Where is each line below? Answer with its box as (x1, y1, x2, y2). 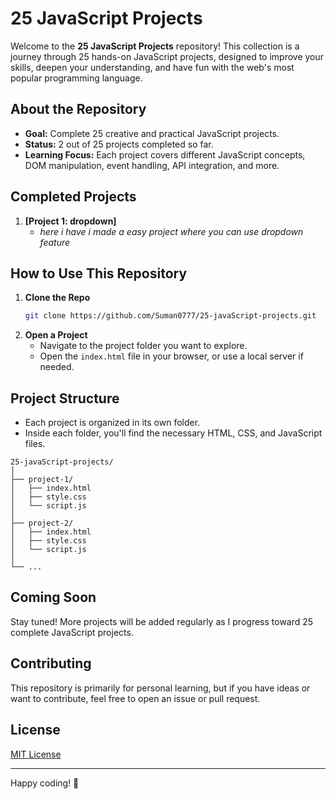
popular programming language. (10, 72, 143, 84)
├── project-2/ (10, 518, 74, 529)
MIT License (10, 748, 62, 760)
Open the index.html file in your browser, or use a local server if (39, 350, 304, 362)
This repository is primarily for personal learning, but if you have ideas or (10, 682, 311, 694)
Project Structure (10, 390, 120, 407)
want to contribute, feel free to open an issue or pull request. (10, 692, 261, 704)
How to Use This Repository (10, 265, 188, 282)
